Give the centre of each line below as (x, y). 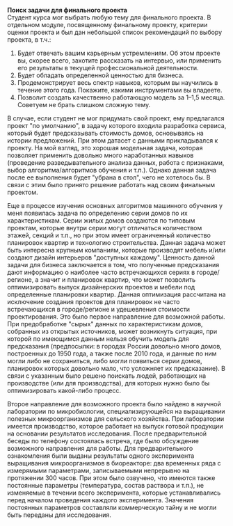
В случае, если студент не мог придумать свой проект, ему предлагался (116, 118)
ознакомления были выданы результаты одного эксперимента (101, 456)
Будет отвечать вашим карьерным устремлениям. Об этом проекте (119, 53)
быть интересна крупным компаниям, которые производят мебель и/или (116, 250)
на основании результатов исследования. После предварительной (107, 433)
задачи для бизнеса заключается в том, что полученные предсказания (113, 265)
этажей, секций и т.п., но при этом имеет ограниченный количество (109, 235)
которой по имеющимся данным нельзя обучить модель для (98, 339)
